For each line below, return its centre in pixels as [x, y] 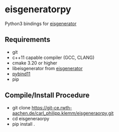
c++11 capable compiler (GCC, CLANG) [53, 57]
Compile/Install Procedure [47, 95]
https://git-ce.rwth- [52, 107]
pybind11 [21, 74]
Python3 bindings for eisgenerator [41, 24]
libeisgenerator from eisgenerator [47, 68]
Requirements [27, 40]
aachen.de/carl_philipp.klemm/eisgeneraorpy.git [63, 113]
